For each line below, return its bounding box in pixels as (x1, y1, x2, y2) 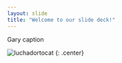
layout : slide (7, 10, 48, 17)
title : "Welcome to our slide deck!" (7, 16, 116, 23)
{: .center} (54, 49, 84, 57)
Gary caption (7, 35, 44, 43)
